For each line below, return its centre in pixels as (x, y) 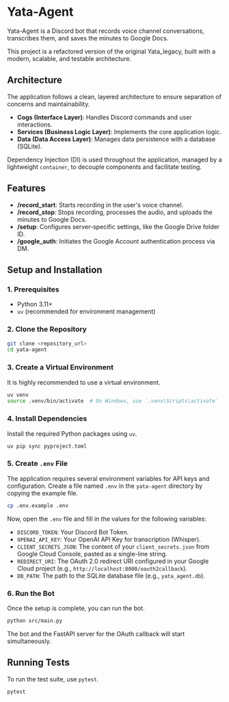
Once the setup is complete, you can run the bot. (76, 608)
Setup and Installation (55, 270)
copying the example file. (43, 493)
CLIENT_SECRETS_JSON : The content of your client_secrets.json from (113, 546)
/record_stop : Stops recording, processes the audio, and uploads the (115, 212)
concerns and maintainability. (49, 104)
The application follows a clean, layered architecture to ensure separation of (114, 96)
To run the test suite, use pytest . (53, 679)
